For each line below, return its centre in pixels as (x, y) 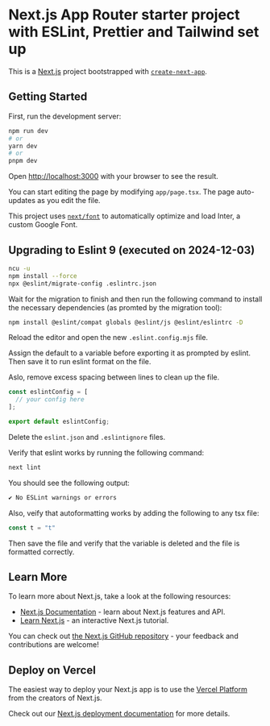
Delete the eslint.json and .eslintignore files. (87, 437)
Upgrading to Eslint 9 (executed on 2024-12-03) (132, 250)
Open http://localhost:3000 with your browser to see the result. (114, 176)
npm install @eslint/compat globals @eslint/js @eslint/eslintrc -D (126, 322)
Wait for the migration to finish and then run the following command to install (135, 299)
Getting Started (48, 97)
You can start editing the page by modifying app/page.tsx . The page (122, 192)
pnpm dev (23, 161)
